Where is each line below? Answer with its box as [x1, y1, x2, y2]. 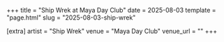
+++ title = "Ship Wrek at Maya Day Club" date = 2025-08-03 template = [6, 6, 217, 14]
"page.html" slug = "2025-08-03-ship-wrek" [6, 13, 136, 22]
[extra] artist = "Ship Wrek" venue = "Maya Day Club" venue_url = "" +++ [6, 27, 218, 35]
